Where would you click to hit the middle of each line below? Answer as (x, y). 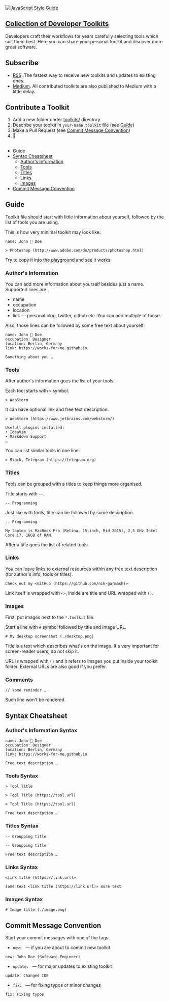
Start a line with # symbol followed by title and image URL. (66, 627)
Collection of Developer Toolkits (57, 24)
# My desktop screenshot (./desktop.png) (50, 636)
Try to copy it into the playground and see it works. (58, 260)
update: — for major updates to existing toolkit (62, 966)
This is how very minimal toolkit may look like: (53, 232)
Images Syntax (24, 899)
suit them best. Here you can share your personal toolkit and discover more (84, 41)
